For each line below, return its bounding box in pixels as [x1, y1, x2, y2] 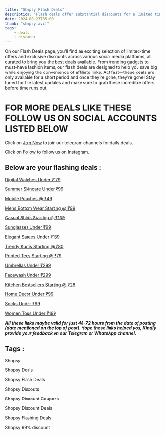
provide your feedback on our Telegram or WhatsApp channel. [5, 330, 137, 336]
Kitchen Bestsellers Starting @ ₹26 [5, 282, 76, 288]
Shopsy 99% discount [5, 425, 50, 431]
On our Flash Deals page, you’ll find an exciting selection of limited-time [5, 48, 151, 54]
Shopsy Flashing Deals [5, 415, 52, 421]
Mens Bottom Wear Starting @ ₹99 [5, 205, 76, 211]
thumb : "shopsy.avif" [5, 21, 50, 26]
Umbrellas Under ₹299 [5, 262, 51, 268]
